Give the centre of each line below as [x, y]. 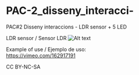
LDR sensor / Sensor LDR [36, 38]
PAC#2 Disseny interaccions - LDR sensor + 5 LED [66, 27]
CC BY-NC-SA [23, 67]
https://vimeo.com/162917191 [41, 55]
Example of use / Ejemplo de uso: [46, 49]
